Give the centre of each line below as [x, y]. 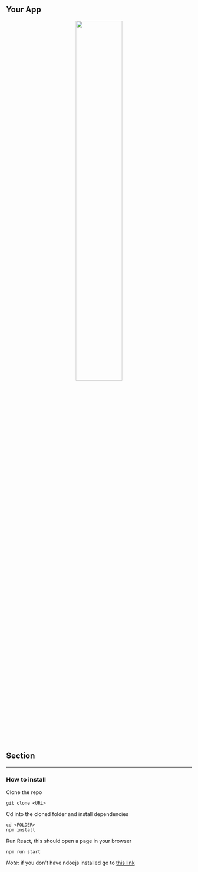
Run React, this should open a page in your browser [69, 841]
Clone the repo [24, 792]
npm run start [24, 852]
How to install [26, 779]
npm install [21, 830]
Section [21, 756]
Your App [24, 10]
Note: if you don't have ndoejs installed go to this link [70, 863]
